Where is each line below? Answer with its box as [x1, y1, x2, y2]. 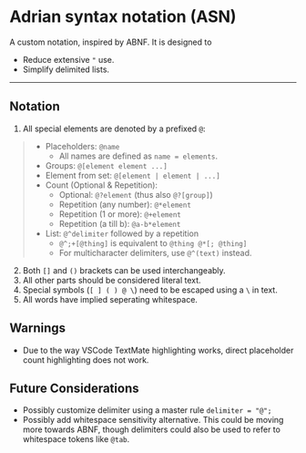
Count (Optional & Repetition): [45, 180, 158, 190]
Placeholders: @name [45, 140, 120, 151]
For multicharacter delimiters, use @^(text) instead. [58, 247, 252, 258]
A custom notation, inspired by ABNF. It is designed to [9, 36, 212, 47]
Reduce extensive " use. [22, 54, 115, 65]
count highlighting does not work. [22, 354, 149, 365]
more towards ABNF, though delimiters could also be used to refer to [22, 424, 280, 435]
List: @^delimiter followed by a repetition [45, 228, 199, 239]
